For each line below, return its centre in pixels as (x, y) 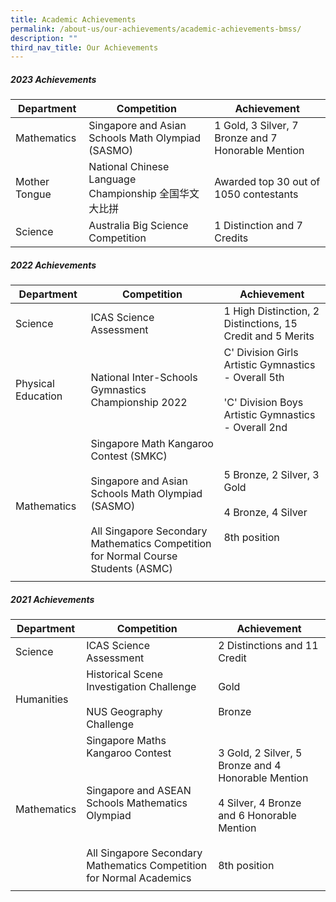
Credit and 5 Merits (269, 336)
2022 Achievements (53, 265)
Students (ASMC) (131, 569)
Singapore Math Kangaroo (152, 444)
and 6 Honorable (257, 816)
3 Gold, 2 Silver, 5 (260, 753)
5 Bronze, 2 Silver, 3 (271, 475)
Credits (231, 238)
